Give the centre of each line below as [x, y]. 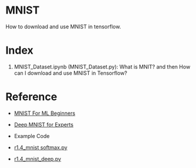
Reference [31, 97]
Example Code [32, 136]
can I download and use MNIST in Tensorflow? [71, 73]
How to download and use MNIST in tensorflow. [63, 27]
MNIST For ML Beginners [45, 113]
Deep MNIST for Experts [44, 124]
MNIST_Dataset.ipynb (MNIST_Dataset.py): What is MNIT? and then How [102, 67]
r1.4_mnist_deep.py [37, 159]
